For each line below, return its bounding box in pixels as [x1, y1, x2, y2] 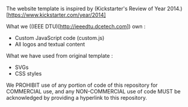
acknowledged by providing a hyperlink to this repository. [6, 95, 148, 101]
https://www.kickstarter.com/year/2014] [8, 11, 106, 18]
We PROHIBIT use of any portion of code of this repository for [6, 81, 158, 89]
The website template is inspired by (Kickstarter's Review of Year [6, 5, 166, 12]
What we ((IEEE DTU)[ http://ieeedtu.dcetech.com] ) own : [6, 23, 146, 30]
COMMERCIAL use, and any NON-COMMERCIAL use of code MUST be [6, 88, 181, 95]
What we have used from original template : [6, 52, 113, 59]
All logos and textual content [14, 41, 85, 48]
